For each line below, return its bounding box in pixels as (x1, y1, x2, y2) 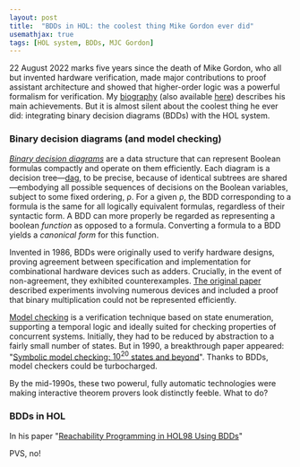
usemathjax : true (9, 30, 74, 39)
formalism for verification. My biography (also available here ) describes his (9, 91, 286, 102)
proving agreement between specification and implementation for (9, 256, 252, 267)
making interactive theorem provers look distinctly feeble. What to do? (9, 387, 269, 399)
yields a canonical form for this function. (9, 229, 159, 240)
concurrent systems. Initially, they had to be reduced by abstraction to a (9, 331, 275, 342)
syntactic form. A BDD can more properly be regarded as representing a (9, 210, 276, 221)
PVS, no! (9, 447, 42, 458)
